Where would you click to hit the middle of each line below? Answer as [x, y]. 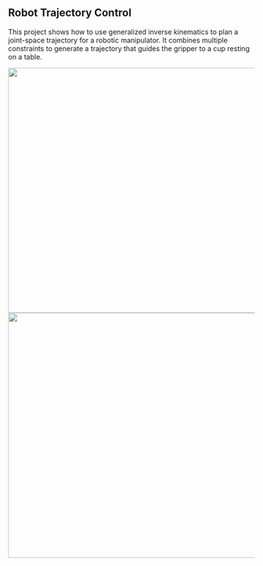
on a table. [25, 56]
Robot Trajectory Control [70, 13]
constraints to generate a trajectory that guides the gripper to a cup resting [129, 48]
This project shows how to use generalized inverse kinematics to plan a [123, 31]
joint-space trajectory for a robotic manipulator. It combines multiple [118, 40]
